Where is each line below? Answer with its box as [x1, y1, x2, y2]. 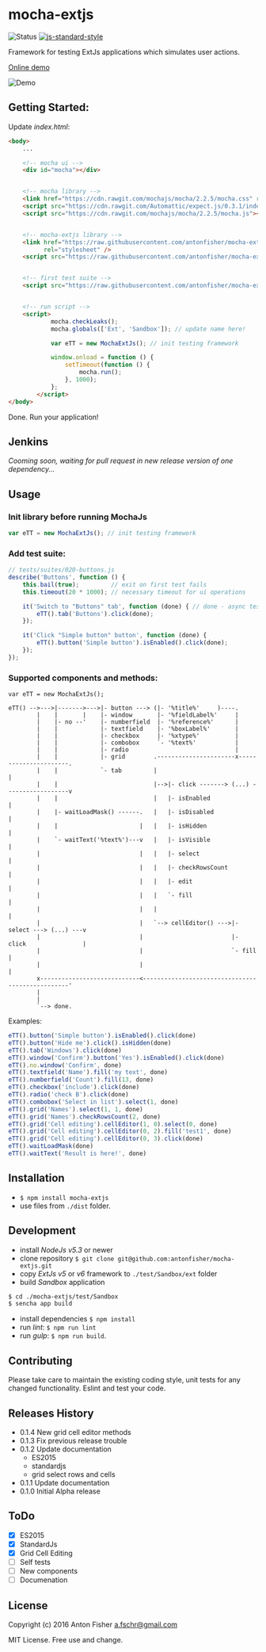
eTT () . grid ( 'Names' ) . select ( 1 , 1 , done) [8, 1105, 144, 1113]
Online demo [8, 62, 50, 72]
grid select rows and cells [31, 1469, 116, 1479]
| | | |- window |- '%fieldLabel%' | [36, 711, 239, 719]
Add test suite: [8, 548, 66, 559]
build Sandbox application [19, 1277, 105, 1287]
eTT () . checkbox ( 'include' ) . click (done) [8, 1084, 140, 1092]
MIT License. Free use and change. [8, 1635, 123, 1644]
